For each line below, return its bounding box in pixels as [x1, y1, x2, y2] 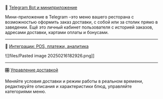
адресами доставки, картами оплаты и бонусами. [5, 30, 109, 35]
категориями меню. [5, 89, 46, 94]
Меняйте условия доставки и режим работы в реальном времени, [5, 78, 144, 84]
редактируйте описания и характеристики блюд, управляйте [5, 83, 132, 89]
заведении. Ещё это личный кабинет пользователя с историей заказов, [5, 24, 154, 30]
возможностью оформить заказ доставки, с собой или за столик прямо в [5, 19, 158, 25]
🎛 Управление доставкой [5, 67, 58, 73]
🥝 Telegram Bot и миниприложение [5, 5, 78, 10]
